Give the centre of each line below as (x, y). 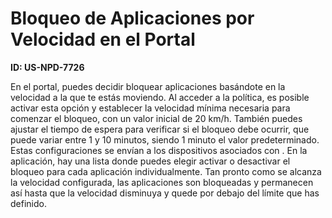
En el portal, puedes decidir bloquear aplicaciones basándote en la (148, 86)
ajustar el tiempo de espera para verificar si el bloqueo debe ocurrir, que (160, 129)
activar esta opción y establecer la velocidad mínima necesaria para (150, 108)
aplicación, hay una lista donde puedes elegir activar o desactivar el (150, 161)
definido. (28, 203)
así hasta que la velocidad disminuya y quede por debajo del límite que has (165, 193)
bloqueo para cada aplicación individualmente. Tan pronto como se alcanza (166, 171)
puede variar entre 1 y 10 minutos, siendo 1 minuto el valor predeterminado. (165, 139)
